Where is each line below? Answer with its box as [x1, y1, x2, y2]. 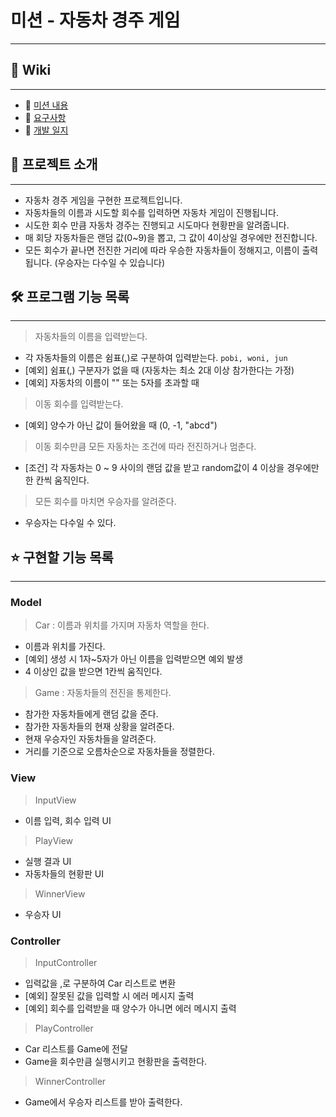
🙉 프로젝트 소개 [10, 156, 98, 173]
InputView [34, 794, 77, 806]
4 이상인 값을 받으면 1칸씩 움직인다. [24, 666, 163, 678]
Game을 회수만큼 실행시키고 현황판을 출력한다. [24, 1056, 208, 1068]
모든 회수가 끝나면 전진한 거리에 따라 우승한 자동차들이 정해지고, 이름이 [24, 244, 300, 256]
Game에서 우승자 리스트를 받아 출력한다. [24, 1096, 183, 1108]
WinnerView [34, 887, 86, 900]
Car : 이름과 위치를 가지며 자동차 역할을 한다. [34, 619, 210, 631]
